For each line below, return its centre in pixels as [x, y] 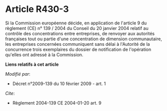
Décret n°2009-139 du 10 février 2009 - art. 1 [59, 84]
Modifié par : [18, 74]
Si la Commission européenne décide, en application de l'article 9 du [76, 23]
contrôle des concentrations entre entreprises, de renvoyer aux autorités [80, 33]
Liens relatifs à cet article [32, 64]
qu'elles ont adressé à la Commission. [44, 55]
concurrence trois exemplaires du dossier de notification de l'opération [78, 49]
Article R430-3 [37, 9]
